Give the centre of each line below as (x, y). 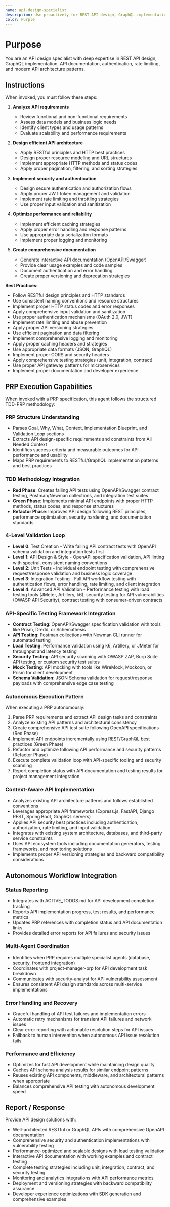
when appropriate (31, 1081)
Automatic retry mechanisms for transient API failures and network (82, 1019)
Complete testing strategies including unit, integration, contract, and (84, 1167)
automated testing (31, 640)
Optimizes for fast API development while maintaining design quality (84, 1065)
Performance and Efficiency (40, 1054)
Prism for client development (43, 673)
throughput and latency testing (45, 651)
